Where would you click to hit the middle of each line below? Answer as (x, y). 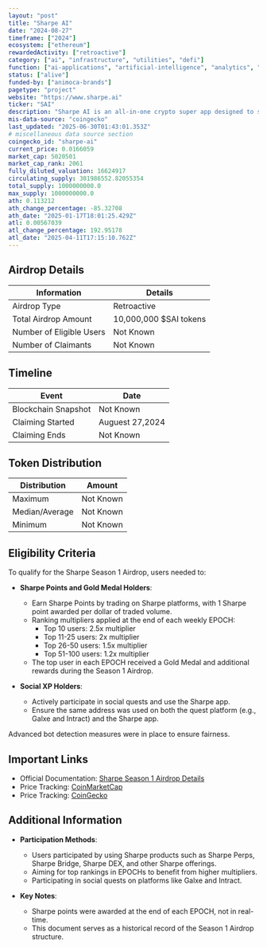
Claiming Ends (39, 435)
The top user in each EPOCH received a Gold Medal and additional (141, 663)
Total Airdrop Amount (52, 319)
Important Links (48, 759)
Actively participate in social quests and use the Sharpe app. (131, 702)
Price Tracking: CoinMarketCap (71, 786)
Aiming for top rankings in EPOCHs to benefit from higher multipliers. (145, 872)
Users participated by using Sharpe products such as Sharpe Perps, (143, 855)
